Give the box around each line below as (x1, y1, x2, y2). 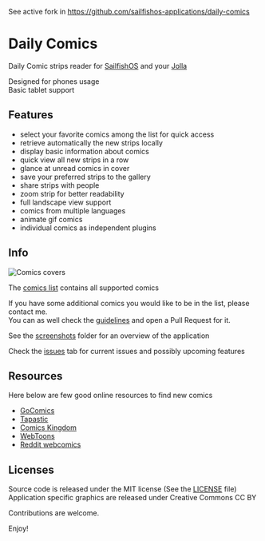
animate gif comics (19, 214, 83, 224)
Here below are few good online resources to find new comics (8, 391, 213, 400)
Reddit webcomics (19, 440, 81, 450)
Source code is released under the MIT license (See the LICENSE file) (8, 484, 237, 494)
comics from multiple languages (19, 205, 126, 215)
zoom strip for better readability (19, 189, 125, 198)
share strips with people (19, 180, 100, 190)
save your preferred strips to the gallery (19, 172, 152, 181)
